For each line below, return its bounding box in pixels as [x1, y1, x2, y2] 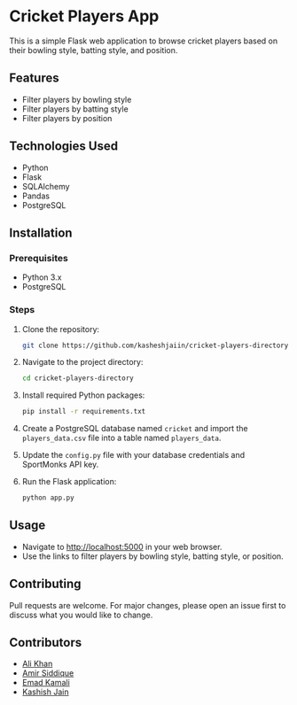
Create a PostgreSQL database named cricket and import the [21, 423, 248, 434]
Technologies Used [9, 139, 118, 154]
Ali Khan [21, 658, 53, 670]
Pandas [21, 190, 51, 201]
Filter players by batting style [21, 104, 129, 114]
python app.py [21, 493, 74, 502]
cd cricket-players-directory [21, 374, 135, 383]
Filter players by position [21, 112, 113, 123]
